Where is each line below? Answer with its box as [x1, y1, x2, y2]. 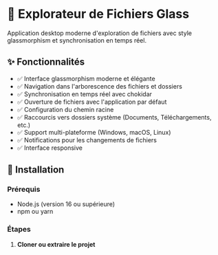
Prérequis [7, 185, 41, 195]
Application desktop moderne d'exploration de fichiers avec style [7, 29, 193, 37]
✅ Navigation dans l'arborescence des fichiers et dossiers [17, 82, 182, 90]
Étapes [7, 225, 31, 234]
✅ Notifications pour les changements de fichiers [17, 135, 157, 144]
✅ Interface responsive [17, 144, 83, 152]
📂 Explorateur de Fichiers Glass [7, 6, 190, 22]
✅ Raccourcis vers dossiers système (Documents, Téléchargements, [17, 113, 212, 121]
